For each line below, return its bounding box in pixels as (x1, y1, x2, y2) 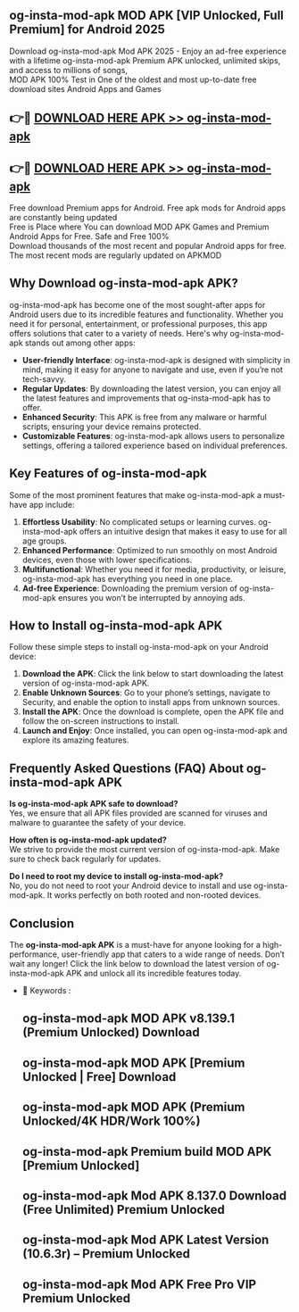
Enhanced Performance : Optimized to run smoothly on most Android (21, 544, 278, 555)
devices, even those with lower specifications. (21, 554, 193, 565)
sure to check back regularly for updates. (9, 853, 162, 865)
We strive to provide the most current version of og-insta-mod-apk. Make (9, 844, 280, 855)
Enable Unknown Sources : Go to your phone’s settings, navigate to (21, 687, 270, 698)
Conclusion (9, 916, 75, 931)
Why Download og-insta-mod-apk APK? (9, 276, 239, 291)
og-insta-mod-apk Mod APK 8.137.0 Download (21, 1188, 287, 1204)
